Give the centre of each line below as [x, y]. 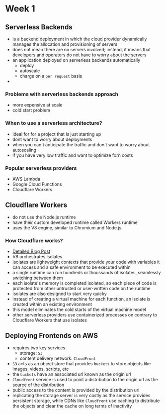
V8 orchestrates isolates [37, 257]
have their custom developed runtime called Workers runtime [75, 222]
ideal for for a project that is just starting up [57, 134]
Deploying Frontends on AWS [52, 336]
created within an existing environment [52, 304]
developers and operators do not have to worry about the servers [79, 55]
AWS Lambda [26, 179]
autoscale [30, 71]
